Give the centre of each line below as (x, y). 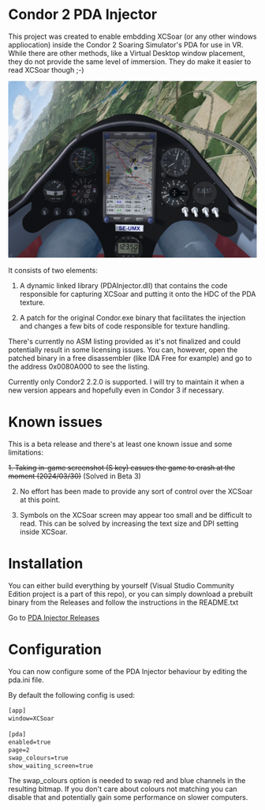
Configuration (55, 650)
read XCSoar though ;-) (46, 69)
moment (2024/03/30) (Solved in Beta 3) (75, 476)
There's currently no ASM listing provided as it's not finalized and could (124, 342)
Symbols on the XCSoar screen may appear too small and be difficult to (136, 516)
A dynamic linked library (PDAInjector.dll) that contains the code (123, 286)
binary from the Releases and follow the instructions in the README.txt (123, 602)
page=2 (19, 750)
